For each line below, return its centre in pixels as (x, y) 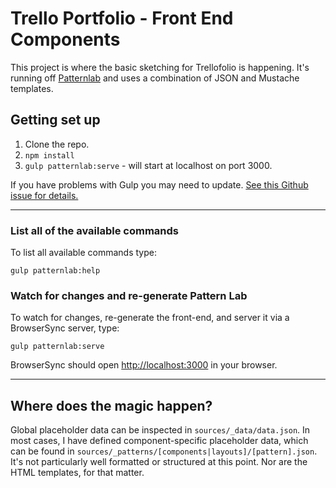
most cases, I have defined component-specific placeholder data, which (159, 441)
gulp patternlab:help (55, 271)
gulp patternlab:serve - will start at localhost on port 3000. (148, 165)
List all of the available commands (94, 230)
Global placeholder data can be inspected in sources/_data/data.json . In (160, 430)
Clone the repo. (57, 144)
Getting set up (55, 120)
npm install (49, 155)
